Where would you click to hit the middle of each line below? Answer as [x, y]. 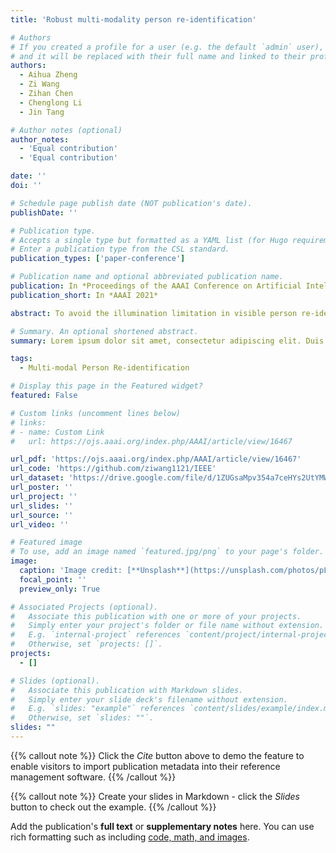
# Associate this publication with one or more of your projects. [156, 616]
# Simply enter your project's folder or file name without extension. [167, 626]
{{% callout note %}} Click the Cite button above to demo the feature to [157, 755]
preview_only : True [60, 589]
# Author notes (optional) [66, 130]
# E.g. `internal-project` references [96, 635]
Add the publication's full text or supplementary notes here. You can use [162, 826]
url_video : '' [40, 524]
